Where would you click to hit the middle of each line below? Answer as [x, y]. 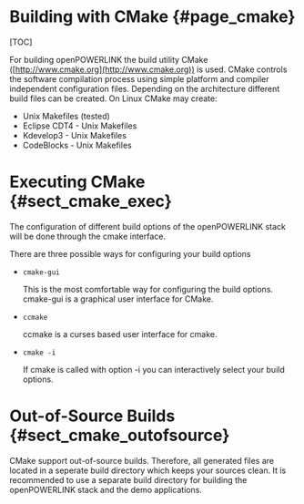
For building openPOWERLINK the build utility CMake [109, 59]
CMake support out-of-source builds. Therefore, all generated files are [142, 460]
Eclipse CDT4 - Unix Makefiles [80, 126]
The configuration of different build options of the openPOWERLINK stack [148, 226]
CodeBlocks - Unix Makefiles [77, 145]
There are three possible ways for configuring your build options [130, 253]
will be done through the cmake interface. [88, 236]
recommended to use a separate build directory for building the [128, 479]
